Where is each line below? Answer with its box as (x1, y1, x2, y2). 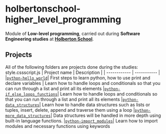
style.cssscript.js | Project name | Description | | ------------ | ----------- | (5, 69, 160, 75)
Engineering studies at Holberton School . (5, 36, 94, 42)
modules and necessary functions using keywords (5, 123, 110, 129)
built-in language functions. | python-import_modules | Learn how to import (5, 117, 158, 124)
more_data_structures (5, 113, 51, 118)
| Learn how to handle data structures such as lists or (39, 102, 150, 108)
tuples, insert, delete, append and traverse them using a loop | (5, 107, 135, 113)
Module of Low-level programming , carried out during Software (5, 30, 140, 36)
